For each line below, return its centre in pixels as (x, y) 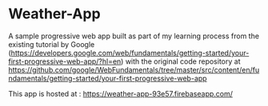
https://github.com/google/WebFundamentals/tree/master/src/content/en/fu (134, 69)
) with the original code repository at (181, 61)
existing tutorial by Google (52, 44)
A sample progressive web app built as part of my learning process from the (134, 36)
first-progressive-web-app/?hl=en (65, 61)
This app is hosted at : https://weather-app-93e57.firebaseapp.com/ (121, 93)
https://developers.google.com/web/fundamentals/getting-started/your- (130, 53)
